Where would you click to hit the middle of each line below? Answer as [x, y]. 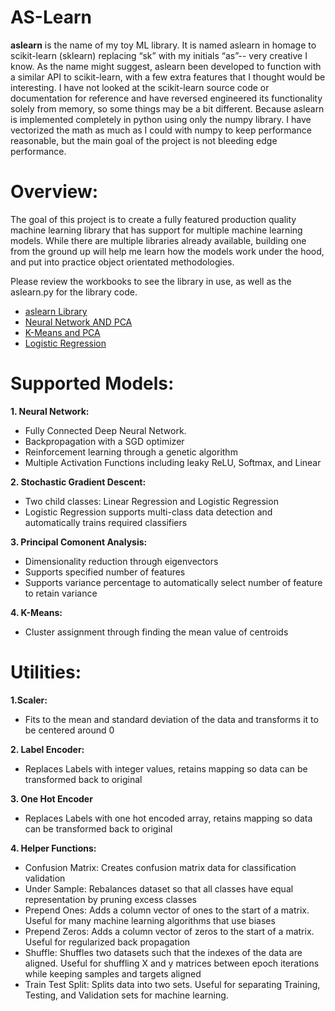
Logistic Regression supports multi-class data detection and [148, 512]
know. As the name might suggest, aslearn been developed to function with [166, 66]
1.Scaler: [29, 700]
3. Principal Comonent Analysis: [79, 542]
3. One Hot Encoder [51, 798]
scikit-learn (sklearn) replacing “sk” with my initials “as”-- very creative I [159, 55]
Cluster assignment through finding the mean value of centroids [156, 632]
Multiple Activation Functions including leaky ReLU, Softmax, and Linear [173, 462]
